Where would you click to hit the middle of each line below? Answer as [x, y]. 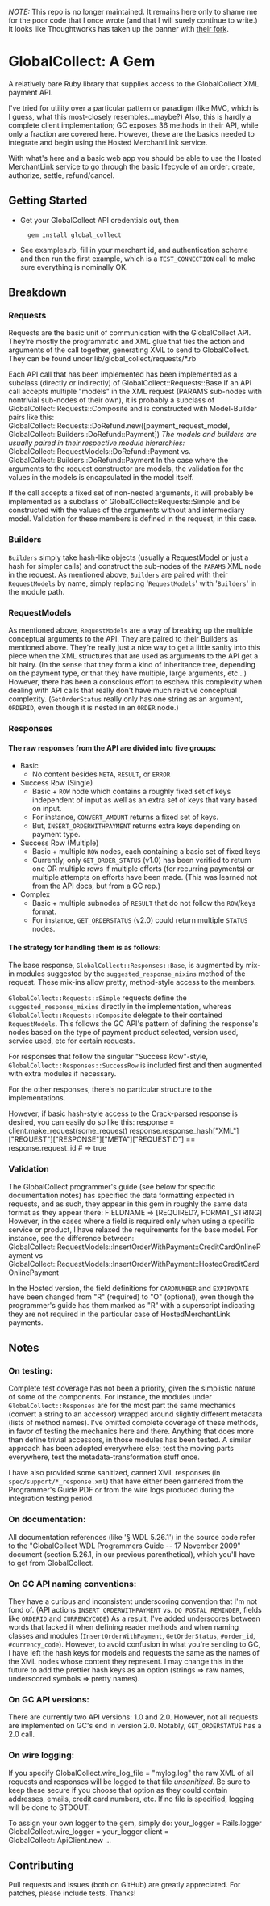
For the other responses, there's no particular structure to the [110, 1089]
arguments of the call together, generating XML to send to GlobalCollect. [129, 350]
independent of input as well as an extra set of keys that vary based [145, 800]
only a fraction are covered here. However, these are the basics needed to [132, 133]
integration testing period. [51, 1499]
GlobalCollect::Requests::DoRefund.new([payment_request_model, [119, 426]
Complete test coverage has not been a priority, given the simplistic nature [132, 1388]
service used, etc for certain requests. [72, 1041]
